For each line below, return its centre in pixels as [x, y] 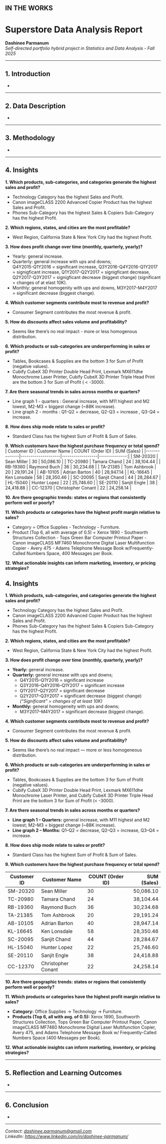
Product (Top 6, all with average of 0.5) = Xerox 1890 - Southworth [80, 532]
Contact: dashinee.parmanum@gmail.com [48, 1131]
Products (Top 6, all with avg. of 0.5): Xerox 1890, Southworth [76, 1017]
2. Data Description [35, 106]
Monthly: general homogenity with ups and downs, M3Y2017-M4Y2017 [84, 288]
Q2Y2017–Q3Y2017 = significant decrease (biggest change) [81, 696]
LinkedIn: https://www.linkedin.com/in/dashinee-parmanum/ [67, 1137]
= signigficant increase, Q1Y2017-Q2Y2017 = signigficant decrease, [81, 272]
